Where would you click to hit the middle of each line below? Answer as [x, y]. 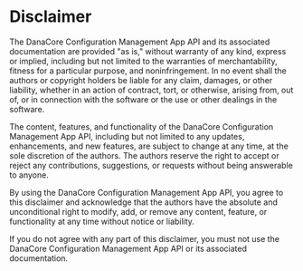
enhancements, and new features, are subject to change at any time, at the [149, 146]
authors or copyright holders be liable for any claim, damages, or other [141, 80]
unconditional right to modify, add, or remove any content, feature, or [138, 211]
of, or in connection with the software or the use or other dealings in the [143, 99]
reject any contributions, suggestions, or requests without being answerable [151, 165]
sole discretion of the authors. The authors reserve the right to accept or [144, 155]
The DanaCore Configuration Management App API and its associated [140, 42]
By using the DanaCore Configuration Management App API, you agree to [147, 192]
